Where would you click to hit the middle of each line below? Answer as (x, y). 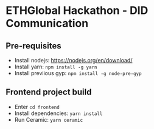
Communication (47, 23)
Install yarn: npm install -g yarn (56, 67)
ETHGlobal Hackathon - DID (77, 11)
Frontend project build (49, 92)
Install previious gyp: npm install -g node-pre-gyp (78, 73)
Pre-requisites (33, 46)
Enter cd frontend (37, 107)
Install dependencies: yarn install (58, 113)
